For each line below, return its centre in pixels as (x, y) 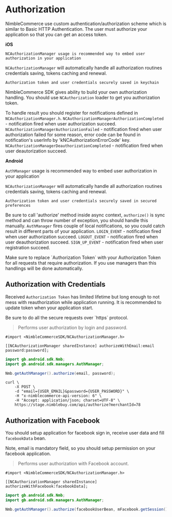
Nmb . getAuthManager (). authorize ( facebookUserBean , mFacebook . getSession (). (88, 509)
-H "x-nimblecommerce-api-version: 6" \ (58, 396)
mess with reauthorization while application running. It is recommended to (83, 302)
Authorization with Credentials (56, 284)
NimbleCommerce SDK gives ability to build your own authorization (76, 92)
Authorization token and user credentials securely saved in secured (81, 201)
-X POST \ (25, 387)
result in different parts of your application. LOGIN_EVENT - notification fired (83, 231)
